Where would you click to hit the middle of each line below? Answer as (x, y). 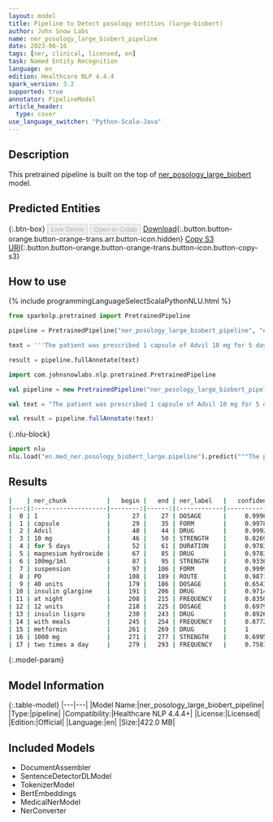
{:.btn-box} (27, 228)
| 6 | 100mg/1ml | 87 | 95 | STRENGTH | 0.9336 (138, 561)
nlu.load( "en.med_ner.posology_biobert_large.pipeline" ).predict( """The (134, 457)
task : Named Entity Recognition (63, 62)
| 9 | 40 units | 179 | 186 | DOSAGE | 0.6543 (138, 584)
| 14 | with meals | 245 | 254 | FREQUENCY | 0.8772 (138, 622)
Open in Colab (115, 229)
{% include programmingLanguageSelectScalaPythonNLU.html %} (120, 301)
